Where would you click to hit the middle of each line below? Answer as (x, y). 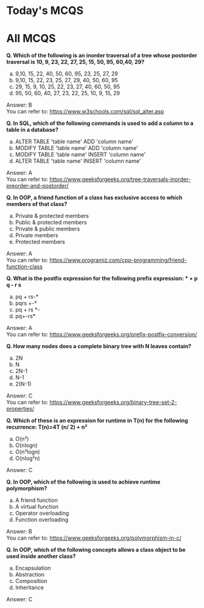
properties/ (20, 409)
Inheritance (30, 588)
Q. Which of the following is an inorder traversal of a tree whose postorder (102, 55)
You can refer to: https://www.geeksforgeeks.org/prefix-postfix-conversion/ (102, 334)
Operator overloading (42, 513)
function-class (24, 266)
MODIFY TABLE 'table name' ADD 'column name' (76, 148)
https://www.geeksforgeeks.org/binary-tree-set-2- (114, 402)
